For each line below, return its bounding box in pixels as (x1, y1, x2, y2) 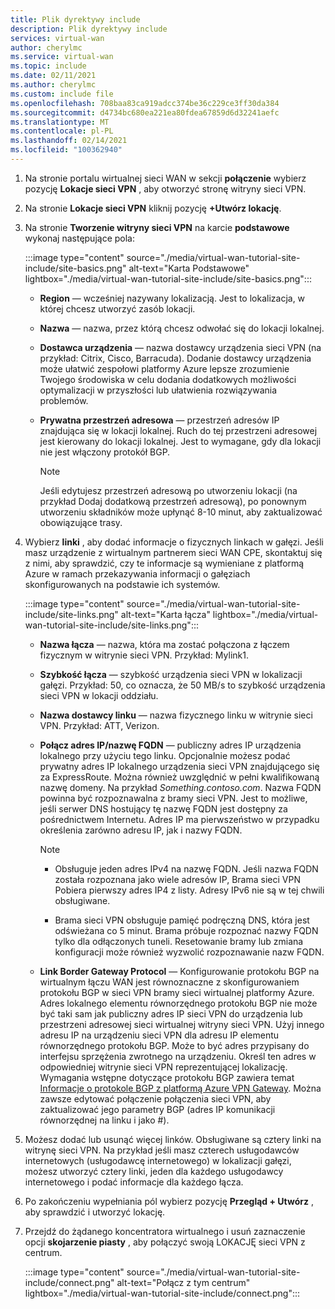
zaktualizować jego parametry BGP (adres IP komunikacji (39, 1103, 276, 1115)
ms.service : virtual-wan (10, 52, 114, 62)
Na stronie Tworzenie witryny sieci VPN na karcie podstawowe (24, 221, 290, 233)
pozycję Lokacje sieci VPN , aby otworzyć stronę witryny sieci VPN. (24, 182, 307, 195)
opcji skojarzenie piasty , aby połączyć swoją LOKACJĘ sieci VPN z (24, 1236, 306, 1248)
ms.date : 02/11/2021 (10, 71, 97, 81)
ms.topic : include (10, 61, 87, 71)
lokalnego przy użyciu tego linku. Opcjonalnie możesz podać (39, 749, 291, 761)
